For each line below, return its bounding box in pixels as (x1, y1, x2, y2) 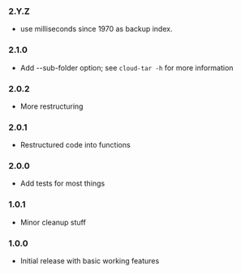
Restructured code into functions (19, 140, 131, 150)
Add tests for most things (19, 178, 105, 188)
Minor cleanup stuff (19, 217, 87, 227)
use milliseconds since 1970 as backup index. (19, 24, 173, 34)
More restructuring (19, 101, 84, 111)
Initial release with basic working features (19, 256, 160, 266)
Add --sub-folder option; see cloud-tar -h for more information (19, 62, 234, 72)
